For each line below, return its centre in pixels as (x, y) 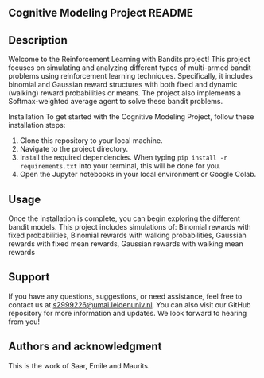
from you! (24, 322)
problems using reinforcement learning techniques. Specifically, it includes (130, 76)
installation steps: (37, 125)
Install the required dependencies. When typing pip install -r (124, 157)
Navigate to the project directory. (74, 149)
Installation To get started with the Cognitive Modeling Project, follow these (131, 117)
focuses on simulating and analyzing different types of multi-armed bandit (130, 67)
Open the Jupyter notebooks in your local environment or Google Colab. (138, 175)
